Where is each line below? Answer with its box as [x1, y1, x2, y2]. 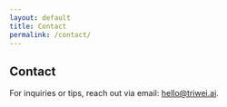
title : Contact [9, 22, 67, 31]
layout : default [9, 13, 71, 23]
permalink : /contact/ [9, 30, 92, 39]
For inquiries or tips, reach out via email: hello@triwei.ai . [9, 88, 220, 99]
